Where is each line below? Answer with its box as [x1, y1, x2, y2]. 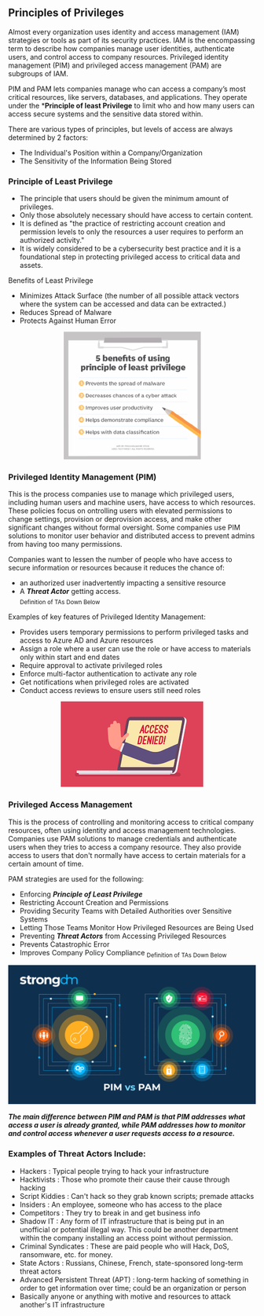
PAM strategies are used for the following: [8, 874, 144, 883]
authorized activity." [19, 236, 85, 245]
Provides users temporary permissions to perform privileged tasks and [19, 628, 249, 637]
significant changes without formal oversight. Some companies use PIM [8, 522, 241, 533]
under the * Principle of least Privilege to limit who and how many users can [8, 101, 255, 110]
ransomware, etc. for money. [19, 1249, 113, 1259]
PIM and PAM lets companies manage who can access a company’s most [8, 84, 246, 93]
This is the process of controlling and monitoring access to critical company [8, 817, 254, 827]
